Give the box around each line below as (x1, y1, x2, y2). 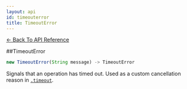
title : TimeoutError (6, 20, 58, 26)
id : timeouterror (6, 14, 50, 20)
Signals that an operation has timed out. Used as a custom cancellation (6, 70, 181, 78)
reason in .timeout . (6, 76, 54, 84)
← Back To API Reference (6, 36, 70, 44)
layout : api (6, 8, 36, 15)
